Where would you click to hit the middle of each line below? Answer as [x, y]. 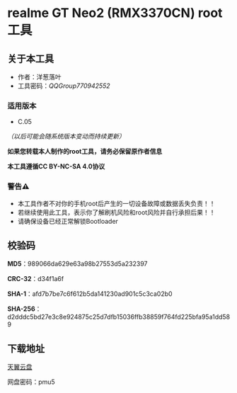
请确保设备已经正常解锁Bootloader [68, 221]
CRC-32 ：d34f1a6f [36, 279]
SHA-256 [21, 309]
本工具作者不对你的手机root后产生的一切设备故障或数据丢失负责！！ [116, 203]
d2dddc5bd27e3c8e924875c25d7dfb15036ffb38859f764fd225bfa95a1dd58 [119, 317]
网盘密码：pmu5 [31, 382]
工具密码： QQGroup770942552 [64, 86]
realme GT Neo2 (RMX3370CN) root [115, 13]
